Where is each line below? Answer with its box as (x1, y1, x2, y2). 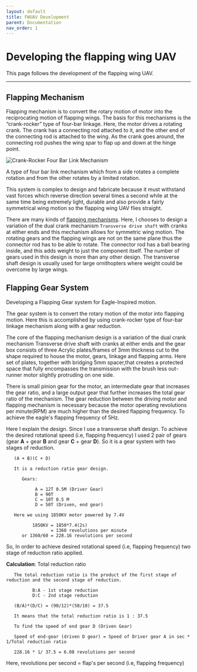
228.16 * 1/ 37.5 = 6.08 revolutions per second (13, 649, 135, 655)
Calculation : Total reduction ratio (6, 560, 86, 567)
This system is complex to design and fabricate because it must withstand (6, 186, 186, 193)
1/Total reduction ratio (6, 638, 67, 644)
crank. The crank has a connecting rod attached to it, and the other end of (6, 127, 185, 133)
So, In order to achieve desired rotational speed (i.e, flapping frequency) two (6, 543, 191, 550)
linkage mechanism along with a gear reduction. (6, 322, 122, 329)
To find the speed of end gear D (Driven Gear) (13, 623, 133, 629)
